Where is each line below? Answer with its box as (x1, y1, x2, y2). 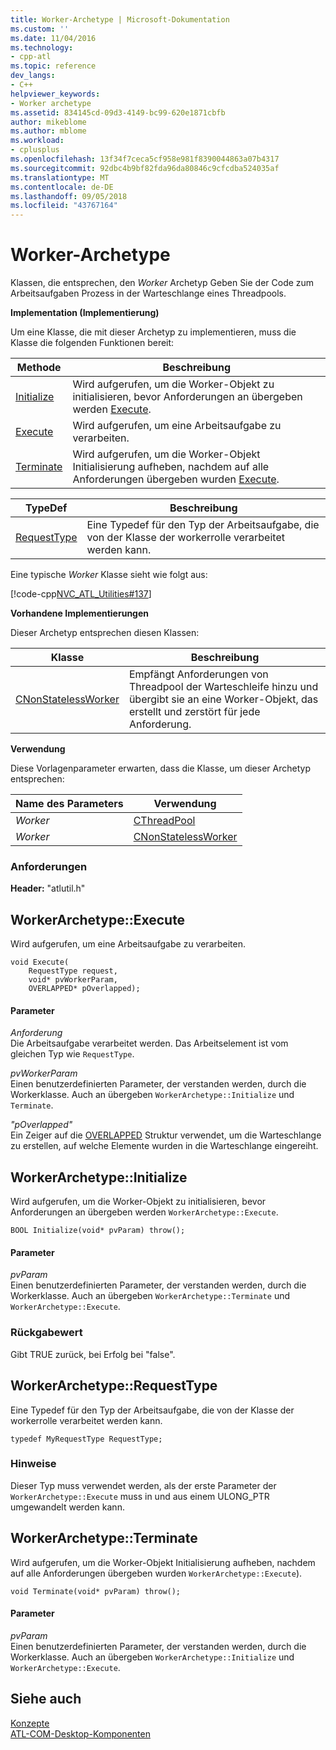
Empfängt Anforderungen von (128, 667, 269, 681)
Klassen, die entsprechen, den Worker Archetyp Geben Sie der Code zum (10, 277, 315, 289)
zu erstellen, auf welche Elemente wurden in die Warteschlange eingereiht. (10, 1140, 319, 1152)
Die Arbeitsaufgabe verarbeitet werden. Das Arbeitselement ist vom (10, 1037, 289, 1050)
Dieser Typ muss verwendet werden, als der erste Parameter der (10, 1479, 277, 1491)
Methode (16, 361, 62, 375)
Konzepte (10, 1717, 50, 1729)
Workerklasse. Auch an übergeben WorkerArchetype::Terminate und (10, 1290, 291, 1302)
